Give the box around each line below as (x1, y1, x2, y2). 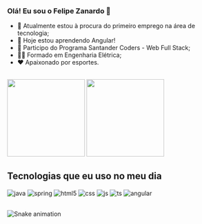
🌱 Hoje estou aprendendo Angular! (17, 36, 116, 45)
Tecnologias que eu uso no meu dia (7, 170, 162, 181)
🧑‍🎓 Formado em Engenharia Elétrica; (17, 51, 122, 59)
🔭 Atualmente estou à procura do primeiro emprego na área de (17, 22, 195, 30)
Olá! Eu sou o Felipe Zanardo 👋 (7, 6, 112, 16)
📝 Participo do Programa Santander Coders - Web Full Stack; (17, 44, 191, 52)
